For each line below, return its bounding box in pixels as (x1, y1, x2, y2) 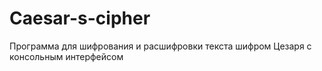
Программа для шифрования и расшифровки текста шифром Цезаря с (9, 40, 312, 52)
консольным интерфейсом (9, 50, 124, 62)
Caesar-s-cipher (9, 7, 151, 30)
